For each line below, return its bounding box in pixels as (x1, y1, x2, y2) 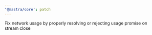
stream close (4, 25, 31, 31)
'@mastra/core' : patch (4, 7, 51, 12)
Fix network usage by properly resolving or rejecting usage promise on (4, 20, 148, 26)
